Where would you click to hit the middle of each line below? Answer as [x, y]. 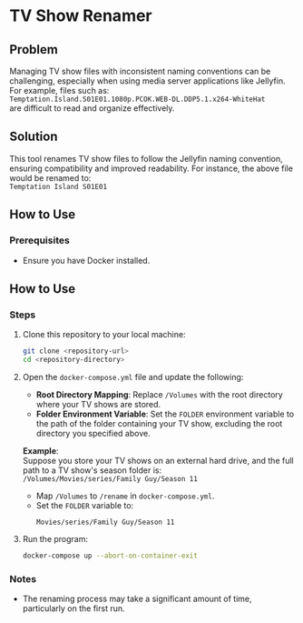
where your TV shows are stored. [98, 404]
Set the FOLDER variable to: [85, 505]
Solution [34, 137]
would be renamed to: [50, 177]
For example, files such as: [59, 90]
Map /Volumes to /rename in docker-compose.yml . [125, 496]
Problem [34, 50]
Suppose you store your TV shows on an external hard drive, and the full [158, 460]
